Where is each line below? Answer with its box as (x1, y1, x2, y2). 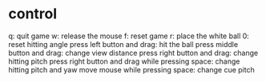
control (8, 5, 58, 23)
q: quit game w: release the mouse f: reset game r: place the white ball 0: (8, 31, 250, 41)
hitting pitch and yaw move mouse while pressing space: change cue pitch (8, 64, 255, 74)
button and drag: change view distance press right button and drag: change (8, 48, 259, 57)
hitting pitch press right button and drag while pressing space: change (8, 57, 240, 66)
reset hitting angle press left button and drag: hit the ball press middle (8, 39, 239, 49)
